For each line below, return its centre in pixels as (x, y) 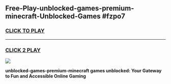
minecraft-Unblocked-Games (53, 17)
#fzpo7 (114, 17)
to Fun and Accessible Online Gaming (46, 76)
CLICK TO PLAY (25, 31)
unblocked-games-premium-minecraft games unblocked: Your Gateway (83, 70)
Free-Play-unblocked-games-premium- (70, 8)
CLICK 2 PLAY (23, 50)
